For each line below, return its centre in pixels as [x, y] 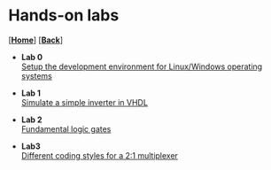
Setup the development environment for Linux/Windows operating [142, 66]
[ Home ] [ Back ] [36, 40]
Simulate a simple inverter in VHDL [84, 102]
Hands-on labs [64, 15]
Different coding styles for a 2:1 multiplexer [100, 155]
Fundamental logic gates [66, 128]
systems [36, 75]
